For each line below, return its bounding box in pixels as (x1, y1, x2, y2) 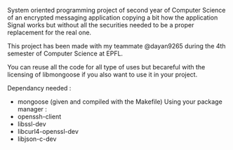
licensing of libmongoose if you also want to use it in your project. (7, 70, 198, 79)
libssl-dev (17, 120, 47, 128)
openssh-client (17, 112, 62, 121)
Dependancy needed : (7, 84, 72, 92)
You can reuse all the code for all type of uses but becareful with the (7, 63, 206, 71)
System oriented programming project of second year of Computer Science (7, 6, 226, 14)
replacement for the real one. (7, 28, 92, 36)
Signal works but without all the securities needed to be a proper (7, 21, 194, 29)
